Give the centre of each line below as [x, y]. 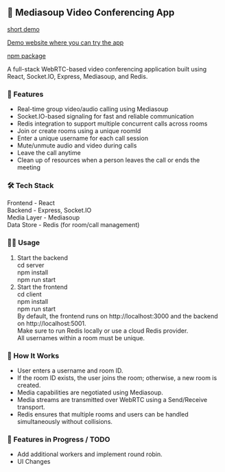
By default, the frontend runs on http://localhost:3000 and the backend [117, 316]
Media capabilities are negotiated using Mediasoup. [90, 392]
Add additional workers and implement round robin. [90, 454]
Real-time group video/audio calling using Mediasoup [93, 109]
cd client [29, 294]
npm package [26, 56]
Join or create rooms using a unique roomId [79, 131]
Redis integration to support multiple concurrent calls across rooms [112, 123]
